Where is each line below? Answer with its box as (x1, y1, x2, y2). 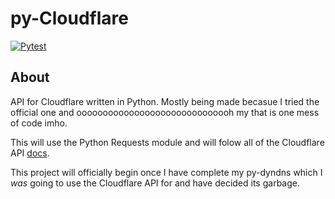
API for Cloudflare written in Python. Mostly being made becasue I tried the (10, 95, 320, 107)
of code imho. (10, 117, 68, 129)
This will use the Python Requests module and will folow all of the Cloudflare (10, 136, 325, 148)
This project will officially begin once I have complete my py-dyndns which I (10, 166, 323, 178)
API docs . (10, 147, 50, 159)
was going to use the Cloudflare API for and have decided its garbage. (10, 177, 300, 189)
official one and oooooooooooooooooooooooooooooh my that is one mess (10, 106, 320, 118)
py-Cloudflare (10, 7, 129, 30)
